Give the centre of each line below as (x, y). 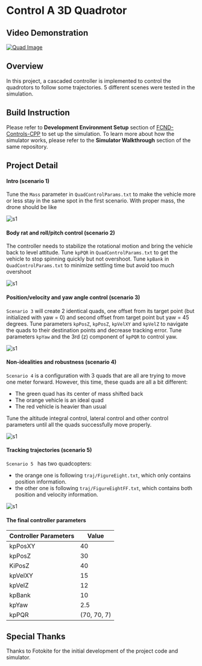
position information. (41, 482)
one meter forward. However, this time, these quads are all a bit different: (97, 382)
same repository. (27, 146)
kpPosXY (22, 546)
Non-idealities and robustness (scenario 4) (61, 362)
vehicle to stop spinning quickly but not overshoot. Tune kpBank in (88, 259)
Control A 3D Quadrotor (67, 11)
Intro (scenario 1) (28, 181)
